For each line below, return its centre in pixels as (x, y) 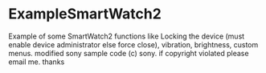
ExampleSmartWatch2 (85, 14)
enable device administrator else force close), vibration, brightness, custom (133, 44)
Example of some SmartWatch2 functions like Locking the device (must (127, 36)
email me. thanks (37, 62)
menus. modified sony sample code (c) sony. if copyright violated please (129, 53)
